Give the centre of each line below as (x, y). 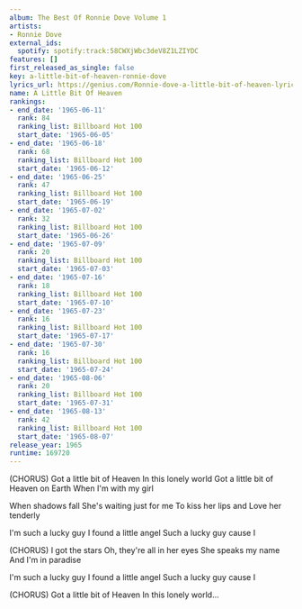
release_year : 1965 (46, 445)
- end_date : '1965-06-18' (58, 143)
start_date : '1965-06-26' (66, 235)
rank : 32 (34, 218)
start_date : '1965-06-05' (66, 135)
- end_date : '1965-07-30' (58, 344)
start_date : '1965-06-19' (66, 202)
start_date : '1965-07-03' (66, 269)
